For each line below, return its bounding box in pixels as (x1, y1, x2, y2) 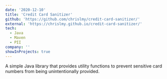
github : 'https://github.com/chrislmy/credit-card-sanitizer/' (5, 16, 140, 21)
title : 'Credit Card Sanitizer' (5, 12, 73, 17)
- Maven (10, 35, 26, 40)
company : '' (5, 44, 30, 49)
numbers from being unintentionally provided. (5, 68, 100, 74)
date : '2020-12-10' (5, 7, 46, 12)
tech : (5, 26, 17, 31)
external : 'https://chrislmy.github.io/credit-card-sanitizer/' (5, 21, 142, 26)
